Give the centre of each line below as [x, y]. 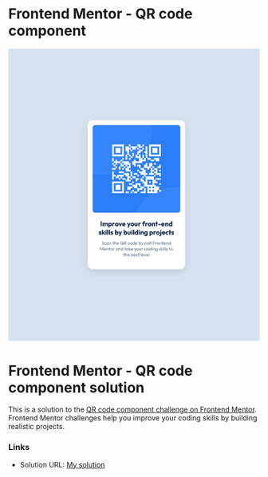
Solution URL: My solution [62, 464]
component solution [77, 387]
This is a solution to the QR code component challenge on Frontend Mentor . [132, 410]
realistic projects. [37, 427]
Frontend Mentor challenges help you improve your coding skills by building [133, 418]
